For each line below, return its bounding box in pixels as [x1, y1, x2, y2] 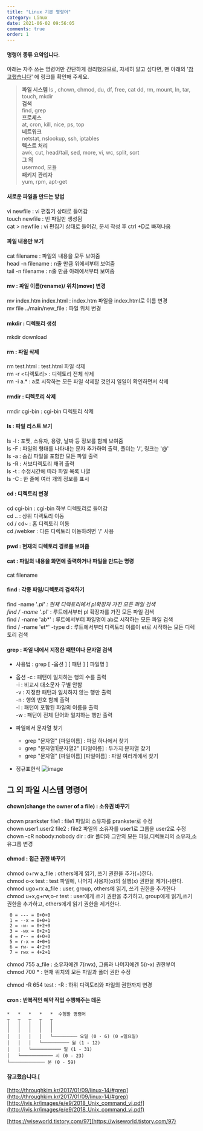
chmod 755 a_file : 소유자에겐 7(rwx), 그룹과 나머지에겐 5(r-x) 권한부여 [7, 961, 176, 968]
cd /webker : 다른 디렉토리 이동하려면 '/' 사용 [7, 527, 114, 534]
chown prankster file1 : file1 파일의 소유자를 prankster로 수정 [7, 817, 153, 825]
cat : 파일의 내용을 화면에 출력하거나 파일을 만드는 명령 [7, 557, 135, 565]
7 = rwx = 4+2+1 [9, 949, 51, 955]
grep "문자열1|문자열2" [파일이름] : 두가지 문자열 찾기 [24, 745, 150, 752]
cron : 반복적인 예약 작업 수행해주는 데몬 [7, 996, 101, 1004]
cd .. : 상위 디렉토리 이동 [7, 512, 65, 519]
